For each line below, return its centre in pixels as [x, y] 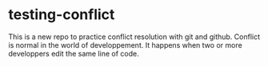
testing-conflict [62, 15]
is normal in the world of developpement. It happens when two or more [125, 45]
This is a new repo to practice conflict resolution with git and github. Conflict [134, 37]
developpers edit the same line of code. [74, 53]
